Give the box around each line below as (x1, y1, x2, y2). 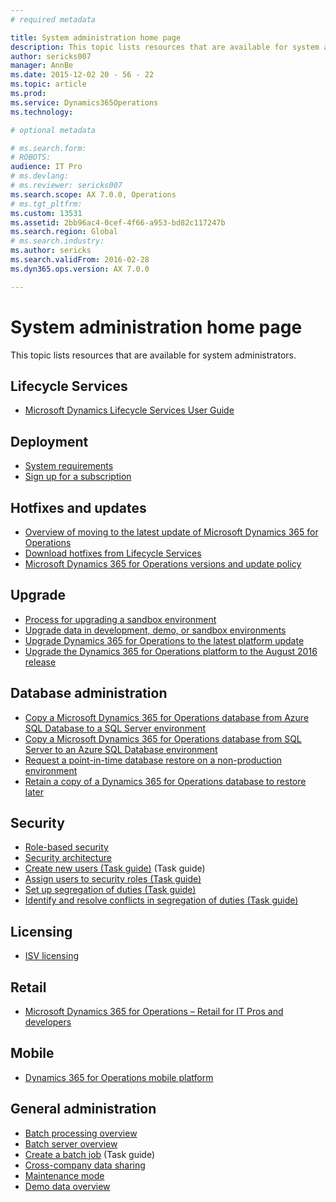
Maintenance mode (24, 1169, 105, 1181)
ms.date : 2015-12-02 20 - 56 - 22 (10, 70, 155, 80)
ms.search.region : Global (10, 227, 118, 237)
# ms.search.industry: (10, 236, 105, 246)
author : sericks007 (10, 51, 92, 61)
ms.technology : (10, 107, 74, 117)
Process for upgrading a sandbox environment (24, 613, 217, 625)
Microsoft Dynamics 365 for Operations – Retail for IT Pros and (24, 1006, 284, 1018)
